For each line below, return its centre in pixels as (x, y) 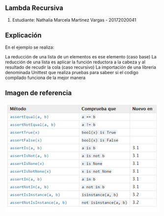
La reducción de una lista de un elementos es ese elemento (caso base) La (81, 56)
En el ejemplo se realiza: (30, 47)
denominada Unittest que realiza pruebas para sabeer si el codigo (72, 72)
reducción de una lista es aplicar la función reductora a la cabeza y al (75, 62)
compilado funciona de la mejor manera (45, 78)
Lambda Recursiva (34, 8)
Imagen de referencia (39, 93)
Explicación (23, 36)
